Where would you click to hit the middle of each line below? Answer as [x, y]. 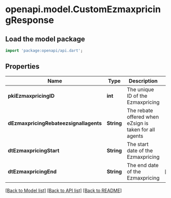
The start [138, 144]
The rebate [140, 110]
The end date [143, 165]
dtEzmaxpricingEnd [32, 172]
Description [143, 81]
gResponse [30, 20]
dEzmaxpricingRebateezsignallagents [55, 123]
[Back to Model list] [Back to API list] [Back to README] [64, 190]
